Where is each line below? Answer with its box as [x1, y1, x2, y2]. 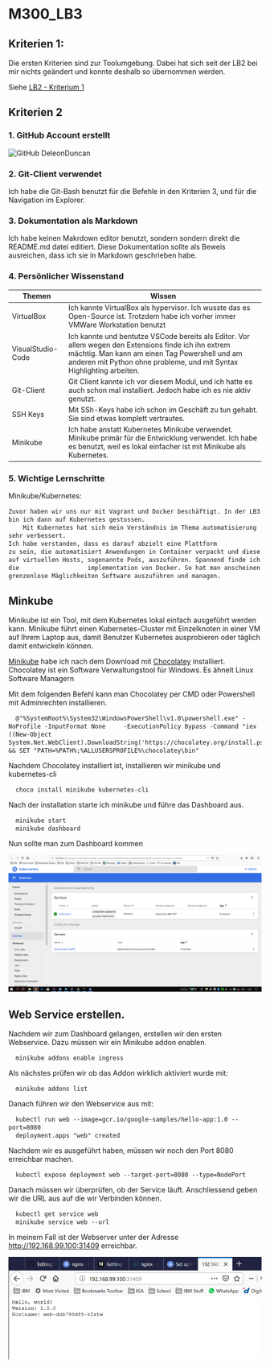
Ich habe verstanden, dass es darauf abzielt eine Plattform [8, 540, 218, 548]
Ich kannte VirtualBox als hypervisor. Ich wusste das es [67, 303, 251, 312]
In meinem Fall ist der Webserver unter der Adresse [8, 1232, 179, 1242]
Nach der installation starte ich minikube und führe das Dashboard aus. [8, 800, 244, 809]
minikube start [15, 816, 67, 825]
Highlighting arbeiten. [67, 366, 140, 375]
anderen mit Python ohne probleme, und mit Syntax [67, 357, 239, 366]
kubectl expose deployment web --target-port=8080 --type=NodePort [15, 1171, 247, 1179]
